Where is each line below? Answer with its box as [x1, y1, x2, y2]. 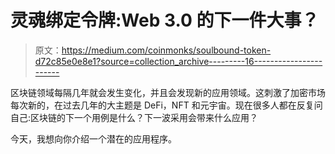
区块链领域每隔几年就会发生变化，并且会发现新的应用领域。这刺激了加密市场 [10, 86, 326, 98]
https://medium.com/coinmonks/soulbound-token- [61, 44, 272, 56]
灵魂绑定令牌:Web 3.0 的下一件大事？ [10, 9, 320, 32]
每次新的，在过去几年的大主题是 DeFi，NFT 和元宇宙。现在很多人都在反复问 [10, 99, 323, 111]
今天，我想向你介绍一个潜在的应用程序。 [10, 132, 177, 145]
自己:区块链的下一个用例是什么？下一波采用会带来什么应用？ [10, 111, 259, 123]
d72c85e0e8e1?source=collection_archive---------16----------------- [34, 55, 323, 67]
